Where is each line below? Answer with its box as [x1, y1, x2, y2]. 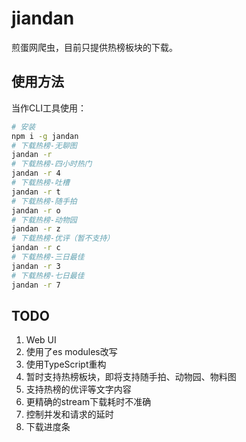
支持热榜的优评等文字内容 [25, 383, 132, 396]
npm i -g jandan [11, 131, 79, 141]
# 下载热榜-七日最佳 [11, 270, 85, 281]
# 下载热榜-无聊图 [11, 140, 78, 151]
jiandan [11, 7, 75, 30]
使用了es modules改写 [25, 346, 118, 358]
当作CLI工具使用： [11, 102, 87, 114]
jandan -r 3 [11, 261, 61, 271]
